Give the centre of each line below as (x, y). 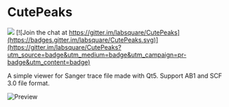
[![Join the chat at (42, 32)
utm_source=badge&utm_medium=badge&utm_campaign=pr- (97, 55)
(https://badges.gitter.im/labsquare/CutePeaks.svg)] (83, 40)
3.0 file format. (29, 83)
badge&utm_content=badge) (49, 62)
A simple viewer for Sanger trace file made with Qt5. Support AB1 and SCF (115, 76)
